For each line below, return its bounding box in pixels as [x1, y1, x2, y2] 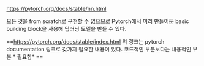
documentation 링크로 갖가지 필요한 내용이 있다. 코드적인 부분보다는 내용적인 [6, 45, 192, 53]
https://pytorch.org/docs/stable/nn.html [6, 5, 107, 12]
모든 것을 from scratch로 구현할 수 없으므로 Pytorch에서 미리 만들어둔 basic [6, 18, 189, 25]
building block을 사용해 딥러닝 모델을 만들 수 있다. [6, 25, 127, 32]
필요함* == [17, 53, 43, 60]
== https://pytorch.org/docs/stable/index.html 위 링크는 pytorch [6, 38, 165, 45]
